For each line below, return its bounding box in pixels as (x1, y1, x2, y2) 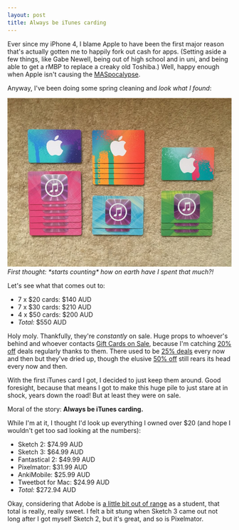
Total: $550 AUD (17, 317, 67, 326)
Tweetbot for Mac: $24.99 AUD (17, 478, 110, 486)
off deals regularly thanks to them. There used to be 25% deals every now (7, 347, 225, 355)
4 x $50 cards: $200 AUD (17, 310, 94, 319)
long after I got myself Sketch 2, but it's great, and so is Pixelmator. (7, 514, 204, 523)
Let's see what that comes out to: (7, 281, 105, 290)
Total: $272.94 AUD (17, 485, 77, 494)
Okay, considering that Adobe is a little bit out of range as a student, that (7, 499, 220, 508)
